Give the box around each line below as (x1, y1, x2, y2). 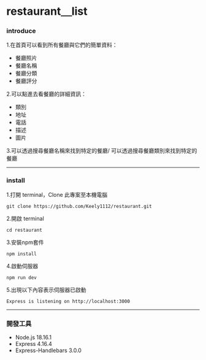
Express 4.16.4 (15, 340, 52, 348)
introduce (6, 27, 36, 36)
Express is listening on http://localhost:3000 (6, 298, 131, 304)
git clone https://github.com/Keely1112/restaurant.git (6, 203, 152, 209)
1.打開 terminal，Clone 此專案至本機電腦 (6, 191, 108, 198)
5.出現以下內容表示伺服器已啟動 (6, 286, 86, 293)
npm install (6, 251, 37, 257)
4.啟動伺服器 (6, 262, 39, 269)
